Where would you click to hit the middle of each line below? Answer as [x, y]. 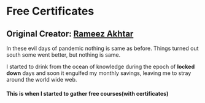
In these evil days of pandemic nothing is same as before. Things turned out [102, 48]
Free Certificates [50, 11]
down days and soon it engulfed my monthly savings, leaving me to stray [99, 73]
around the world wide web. [42, 80]
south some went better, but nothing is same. [64, 55]
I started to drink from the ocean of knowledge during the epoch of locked [101, 66]
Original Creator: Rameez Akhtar [70, 34]
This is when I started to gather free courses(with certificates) [87, 93]
